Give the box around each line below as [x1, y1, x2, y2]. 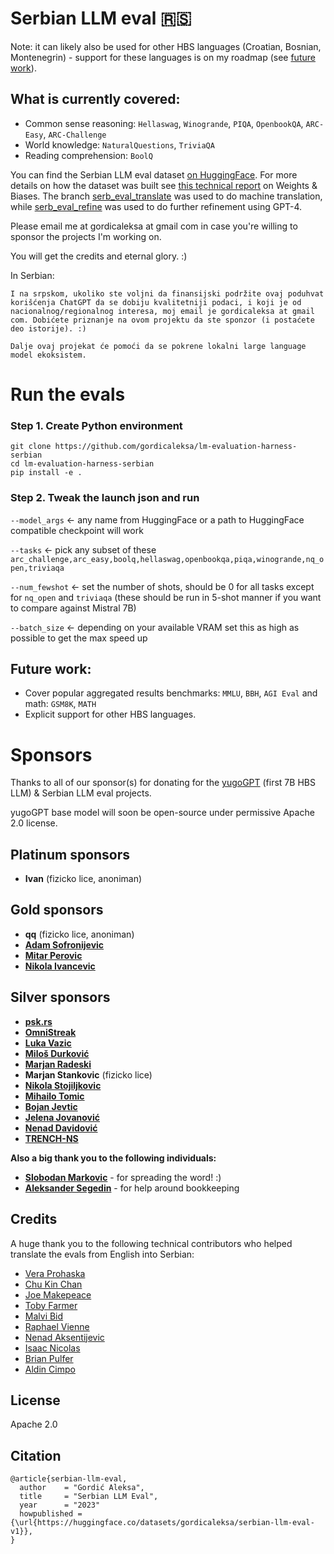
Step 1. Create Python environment [10, 418, 183, 432]
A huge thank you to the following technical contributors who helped [10, 1237, 293, 1249]
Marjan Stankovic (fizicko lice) [24, 1068, 153, 1081]
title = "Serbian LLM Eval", [19, 1492, 159, 1502]
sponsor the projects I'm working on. [10, 230, 162, 242]
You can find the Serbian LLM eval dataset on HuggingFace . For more [10, 168, 298, 181]
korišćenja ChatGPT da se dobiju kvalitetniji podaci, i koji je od [10, 297, 302, 307]
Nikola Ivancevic [24, 960, 96, 972]
